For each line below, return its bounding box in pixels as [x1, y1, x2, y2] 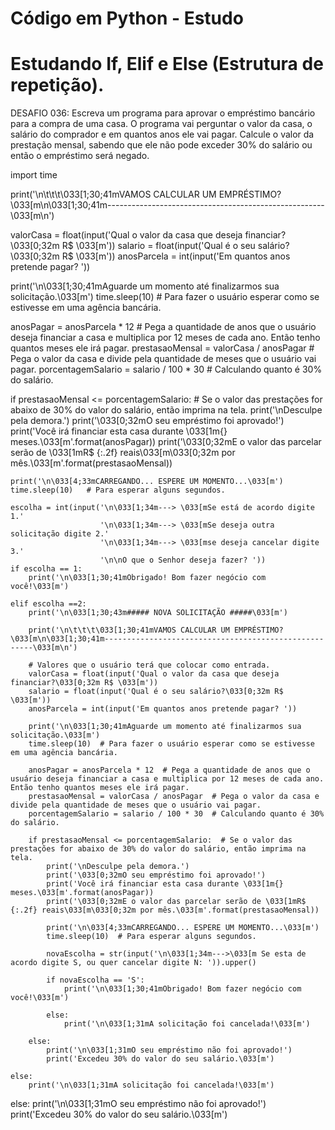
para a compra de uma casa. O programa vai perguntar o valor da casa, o [10, 118, 313, 130]
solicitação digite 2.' [10, 529, 110, 539]
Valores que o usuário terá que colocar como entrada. [36, 660, 271, 671]
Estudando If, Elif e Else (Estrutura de [10, 53, 324, 76]
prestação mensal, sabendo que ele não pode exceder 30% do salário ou [10, 139, 313, 151]
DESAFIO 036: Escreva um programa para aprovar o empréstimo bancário [10, 107, 316, 119]
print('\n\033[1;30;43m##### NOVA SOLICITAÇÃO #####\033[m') [28, 608, 288, 618]
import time [10, 169, 58, 181]
